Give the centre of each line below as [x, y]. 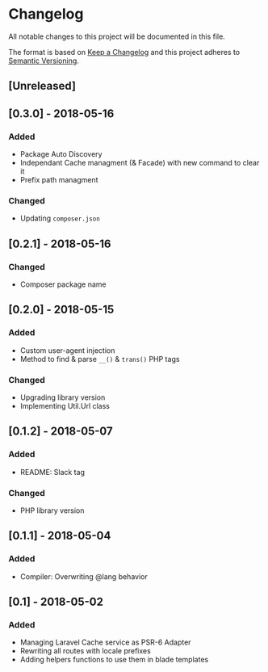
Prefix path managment [59, 180]
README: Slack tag [52, 472]
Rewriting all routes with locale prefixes [85, 651]
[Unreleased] [42, 86]
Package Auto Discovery [61, 154]
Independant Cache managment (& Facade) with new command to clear [140, 163]
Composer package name [63, 284]
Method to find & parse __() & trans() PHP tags [100, 359]
